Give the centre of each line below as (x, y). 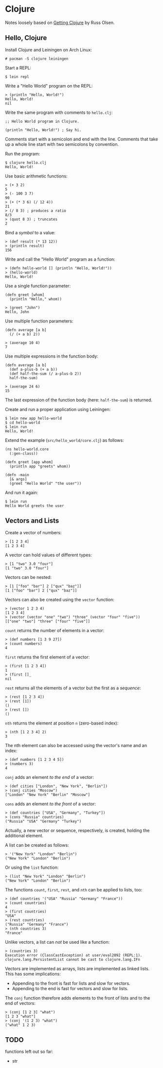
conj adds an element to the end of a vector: (49, 777)
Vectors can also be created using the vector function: (60, 599)
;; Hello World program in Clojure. (42, 121)
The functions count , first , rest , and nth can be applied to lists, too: (74, 889)
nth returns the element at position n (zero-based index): (62, 723)
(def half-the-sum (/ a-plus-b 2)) (45, 374)
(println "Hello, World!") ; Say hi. (43, 130)
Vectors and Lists (32, 521)
